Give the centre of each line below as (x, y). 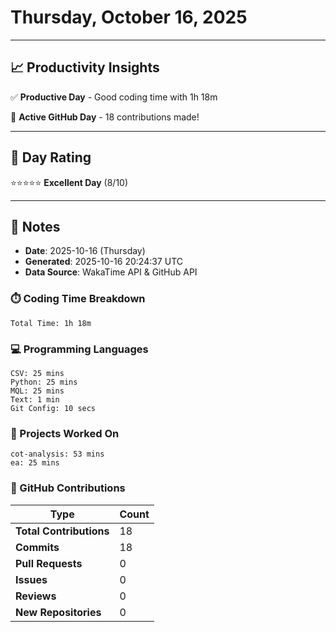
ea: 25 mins (35, 463)
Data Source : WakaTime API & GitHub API (111, 272)
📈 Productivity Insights (85, 67)
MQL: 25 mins (37, 391)
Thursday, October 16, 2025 (129, 17)
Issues (31, 579)
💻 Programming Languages (79, 349)
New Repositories (58, 612)
